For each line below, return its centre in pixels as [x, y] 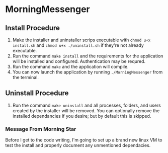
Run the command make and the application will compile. [71, 67]
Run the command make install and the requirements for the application [88, 56]
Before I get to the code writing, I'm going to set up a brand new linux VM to [84, 140]
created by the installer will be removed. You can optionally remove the [86, 110]
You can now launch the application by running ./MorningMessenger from [88, 72]
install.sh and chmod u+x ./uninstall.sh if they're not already [78, 45]
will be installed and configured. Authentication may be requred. [79, 61]
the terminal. [26, 77]
